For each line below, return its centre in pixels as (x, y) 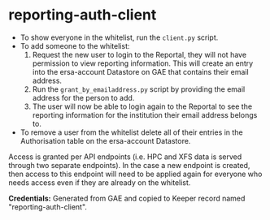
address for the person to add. (83, 97)
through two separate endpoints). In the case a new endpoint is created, (129, 165)
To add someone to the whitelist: (75, 45)
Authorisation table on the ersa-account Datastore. (105, 140)
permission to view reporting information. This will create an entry (143, 63)
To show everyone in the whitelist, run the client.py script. (119, 37)
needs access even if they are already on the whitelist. (100, 182)
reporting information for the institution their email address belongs (145, 114)
